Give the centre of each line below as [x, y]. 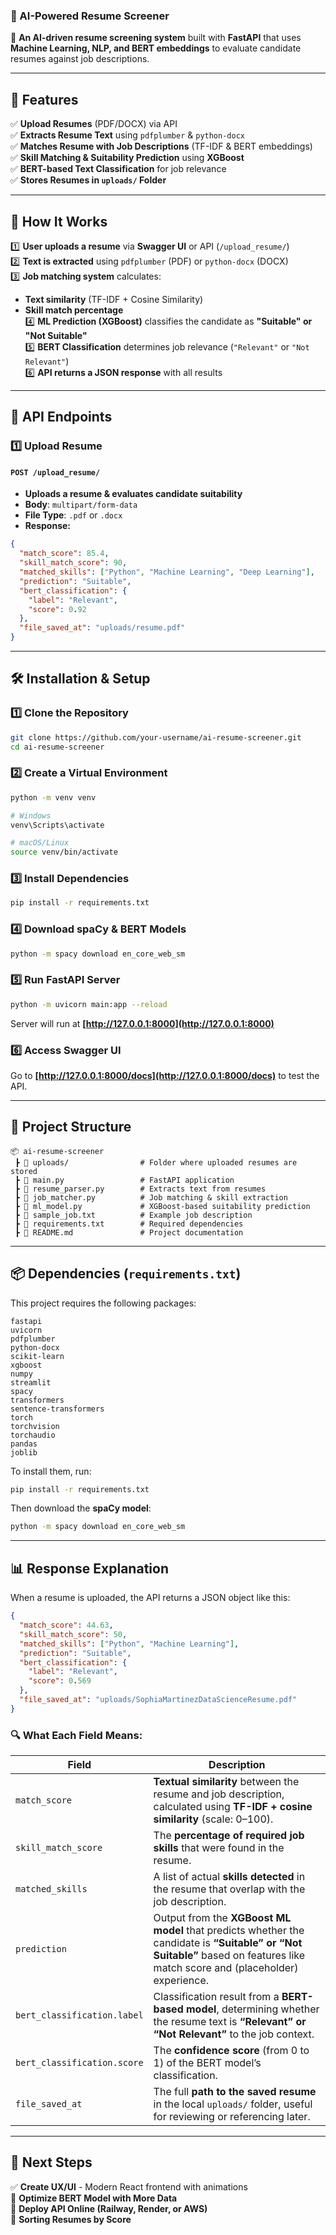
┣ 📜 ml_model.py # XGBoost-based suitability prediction [162, 1206]
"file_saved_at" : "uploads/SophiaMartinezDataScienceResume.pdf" [158, 1700]
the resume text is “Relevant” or [230, 2022]
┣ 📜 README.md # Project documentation [129, 1232]
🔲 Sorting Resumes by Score [71, 2219]
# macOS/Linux [40, 843]
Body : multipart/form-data [81, 505]
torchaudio [33, 1435]
